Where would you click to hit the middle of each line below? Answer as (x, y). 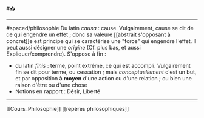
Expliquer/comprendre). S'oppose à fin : (56, 54)
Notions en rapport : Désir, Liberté (58, 91)
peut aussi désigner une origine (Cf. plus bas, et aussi (73, 48)
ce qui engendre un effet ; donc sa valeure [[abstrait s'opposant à (89, 34)
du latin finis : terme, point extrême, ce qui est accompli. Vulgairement (103, 66)
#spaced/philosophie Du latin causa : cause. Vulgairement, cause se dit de (100, 28)
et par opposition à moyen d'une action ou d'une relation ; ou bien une (104, 78)
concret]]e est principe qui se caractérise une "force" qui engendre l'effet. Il (101, 41)
